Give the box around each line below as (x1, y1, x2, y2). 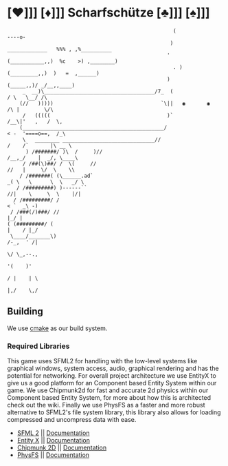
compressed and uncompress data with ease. (7, 416, 137, 424)
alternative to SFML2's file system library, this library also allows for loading (7, 408, 221, 416)
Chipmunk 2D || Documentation (16, 443, 107, 452)
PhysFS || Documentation (16, 451, 90, 459)
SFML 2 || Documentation (16, 429, 90, 437)
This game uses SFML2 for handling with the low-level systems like (7, 357, 198, 365)
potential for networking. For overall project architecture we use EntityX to (7, 372, 216, 380)
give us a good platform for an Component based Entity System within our (7, 379, 217, 387)
